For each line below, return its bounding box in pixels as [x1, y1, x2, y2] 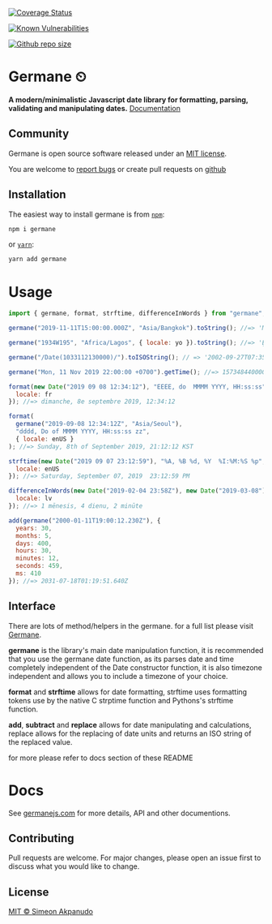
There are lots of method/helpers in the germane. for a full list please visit [8, 621, 253, 630]
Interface [8, 600, 56, 613]
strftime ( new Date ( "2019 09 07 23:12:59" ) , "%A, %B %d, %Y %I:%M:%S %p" [8, 457, 263, 466]
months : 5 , [15, 531, 53, 539]
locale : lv [15, 495, 53, 503]
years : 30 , [15, 524, 53, 532]
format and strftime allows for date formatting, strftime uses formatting [8, 686, 248, 697]
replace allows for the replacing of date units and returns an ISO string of [8, 728, 252, 738]
